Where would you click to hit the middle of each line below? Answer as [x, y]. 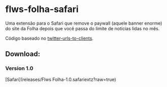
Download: [23, 54]
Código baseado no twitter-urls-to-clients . [49, 38]
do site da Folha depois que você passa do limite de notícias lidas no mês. [82, 28]
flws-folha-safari [42, 9]
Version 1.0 [19, 68]
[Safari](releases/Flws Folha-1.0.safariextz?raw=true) [61, 79]
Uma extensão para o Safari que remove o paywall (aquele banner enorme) [84, 23]
